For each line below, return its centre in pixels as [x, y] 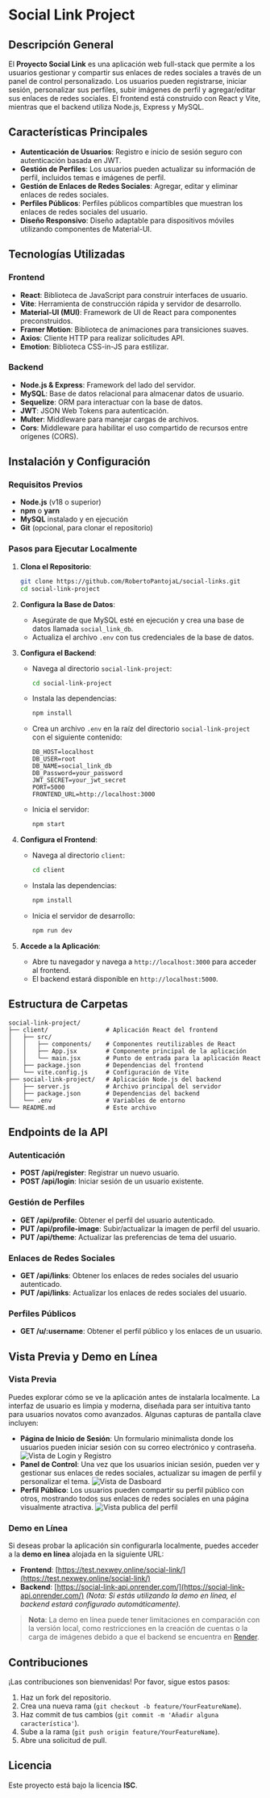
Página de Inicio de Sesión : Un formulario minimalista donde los [127, 1438]
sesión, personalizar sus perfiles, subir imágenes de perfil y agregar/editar [132, 90]
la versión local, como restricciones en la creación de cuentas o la [138, 1628]
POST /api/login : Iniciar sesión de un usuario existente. [112, 1181]
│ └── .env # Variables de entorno [97, 1100]
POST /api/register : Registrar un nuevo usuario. [100, 1173]
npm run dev [52, 930]
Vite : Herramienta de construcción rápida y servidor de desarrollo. [131, 304]
